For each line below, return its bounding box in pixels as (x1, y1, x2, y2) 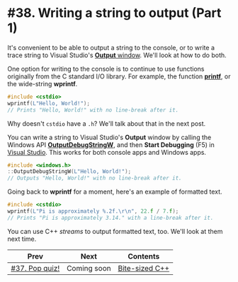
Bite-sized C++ (118, 263, 170, 273)
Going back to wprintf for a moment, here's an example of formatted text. (7, 187, 222, 196)
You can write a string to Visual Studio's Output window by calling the (7, 133, 212, 141)
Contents (127, 251, 160, 261)
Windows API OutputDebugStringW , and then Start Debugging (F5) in (7, 140, 215, 149)
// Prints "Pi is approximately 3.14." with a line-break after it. (7, 214, 214, 221)
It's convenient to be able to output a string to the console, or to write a (7, 43, 215, 52)
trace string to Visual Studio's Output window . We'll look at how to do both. (7, 51, 227, 59)
